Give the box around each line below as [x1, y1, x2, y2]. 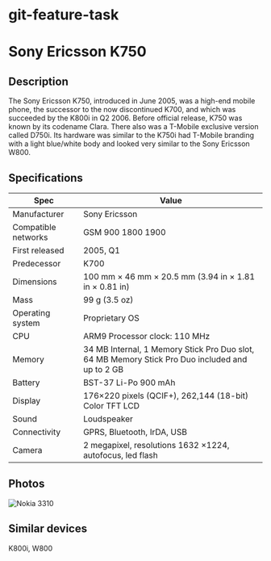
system [12, 317, 40, 329]
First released [12, 245, 65, 256]
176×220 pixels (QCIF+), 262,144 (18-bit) [83, 390, 248, 401]
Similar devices [8, 522, 87, 536]
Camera [12, 445, 43, 455]
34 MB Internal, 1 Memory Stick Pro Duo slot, [83, 344, 255, 354]
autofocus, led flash [83, 450, 159, 461]
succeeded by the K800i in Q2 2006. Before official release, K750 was [8, 113, 243, 123]
